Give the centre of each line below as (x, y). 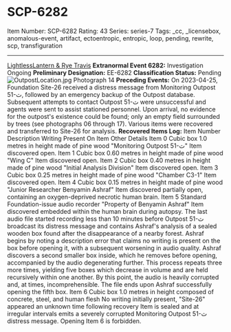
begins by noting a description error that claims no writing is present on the (114, 241)
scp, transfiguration (35, 45)
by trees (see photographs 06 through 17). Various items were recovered (110, 124)
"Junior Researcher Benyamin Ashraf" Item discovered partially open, (105, 189)
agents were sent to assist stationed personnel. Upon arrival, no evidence (111, 109)
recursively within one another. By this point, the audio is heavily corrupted (113, 277)
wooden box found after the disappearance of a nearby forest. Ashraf (106, 233)
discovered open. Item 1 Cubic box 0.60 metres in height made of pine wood (115, 153)
